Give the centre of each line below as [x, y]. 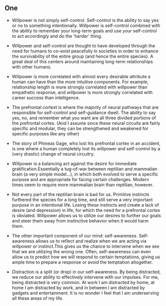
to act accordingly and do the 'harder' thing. [57, 36]
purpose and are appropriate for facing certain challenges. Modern [81, 179]
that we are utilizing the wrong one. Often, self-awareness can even [81, 251]
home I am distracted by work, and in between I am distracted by [78, 288]
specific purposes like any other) [45, 133]
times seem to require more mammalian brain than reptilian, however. [83, 185]
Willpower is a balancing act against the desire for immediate [74, 163]
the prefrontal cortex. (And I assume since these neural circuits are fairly [86, 123]
